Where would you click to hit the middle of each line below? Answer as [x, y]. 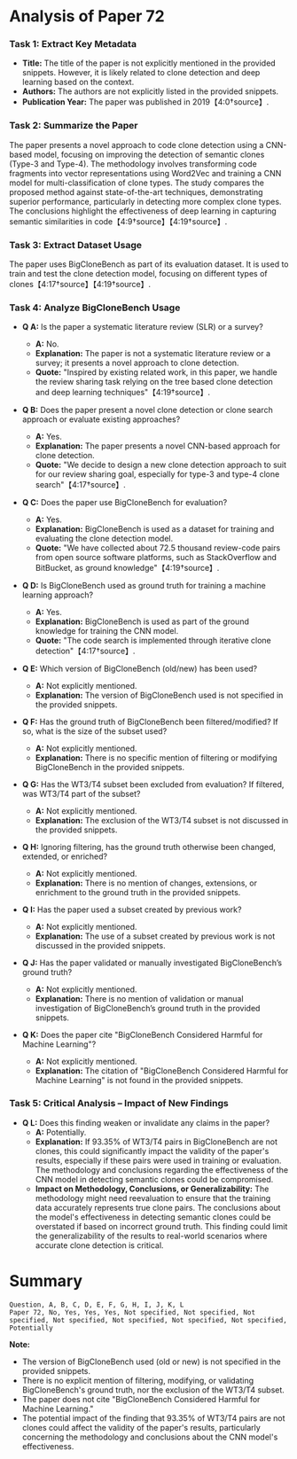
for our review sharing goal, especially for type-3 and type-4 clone [157, 474]
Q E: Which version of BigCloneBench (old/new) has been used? [140, 669]
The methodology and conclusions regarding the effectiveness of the [162, 1170]
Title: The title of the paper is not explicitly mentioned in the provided [149, 63]
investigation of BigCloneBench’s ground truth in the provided [148, 1009]
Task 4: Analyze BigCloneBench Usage [95, 308]
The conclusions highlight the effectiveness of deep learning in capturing [143, 211]
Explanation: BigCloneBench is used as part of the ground [142, 621]
